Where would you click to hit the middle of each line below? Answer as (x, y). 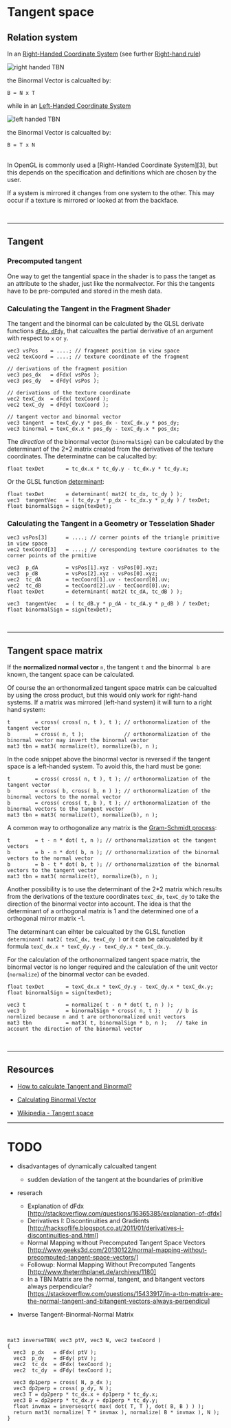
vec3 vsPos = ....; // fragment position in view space (93, 350)
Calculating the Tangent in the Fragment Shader (89, 309)
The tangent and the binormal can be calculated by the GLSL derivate (106, 323)
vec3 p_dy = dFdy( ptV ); (55, 1358)
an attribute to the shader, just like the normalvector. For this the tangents (111, 283)
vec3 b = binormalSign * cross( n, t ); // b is (102, 1011)
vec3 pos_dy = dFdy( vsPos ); (53, 381)
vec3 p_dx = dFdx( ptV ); (55, 1352)
